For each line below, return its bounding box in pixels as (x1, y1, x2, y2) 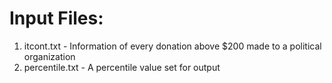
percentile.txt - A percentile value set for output (23, 61, 221, 73)
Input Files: (9, 7, 104, 30)
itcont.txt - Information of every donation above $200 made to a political (23, 40, 322, 52)
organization (23, 50, 76, 62)
